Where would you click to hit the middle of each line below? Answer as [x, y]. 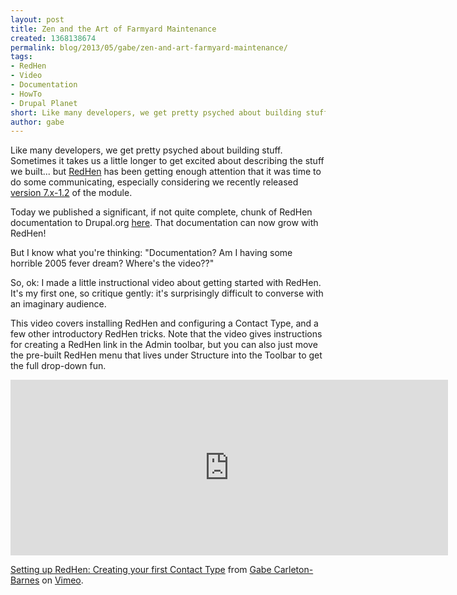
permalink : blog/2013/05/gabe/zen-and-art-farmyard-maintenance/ [149, 47]
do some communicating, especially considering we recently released [154, 182]
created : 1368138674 [53, 38]
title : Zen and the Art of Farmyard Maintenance [113, 29]
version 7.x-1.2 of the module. [71, 193]
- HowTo [26, 94]
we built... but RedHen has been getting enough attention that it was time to [166, 172]
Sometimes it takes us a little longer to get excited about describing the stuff [167, 161]
